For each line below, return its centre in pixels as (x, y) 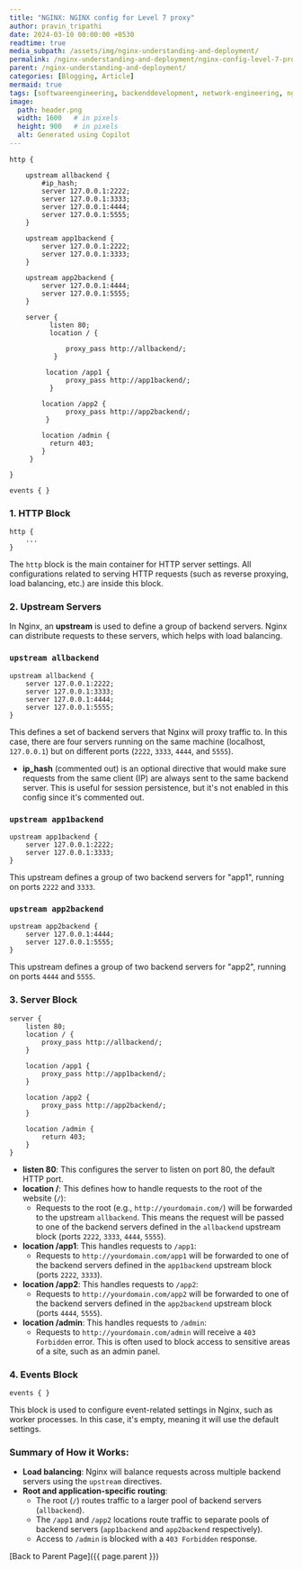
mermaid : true (36, 85)
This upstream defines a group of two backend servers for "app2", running (148, 967)
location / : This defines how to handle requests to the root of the (142, 1188)
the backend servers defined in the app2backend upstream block (154, 1303)
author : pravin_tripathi (56, 26)
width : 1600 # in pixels (68, 118)
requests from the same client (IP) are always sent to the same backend (155, 778)
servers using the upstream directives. (92, 1482)
